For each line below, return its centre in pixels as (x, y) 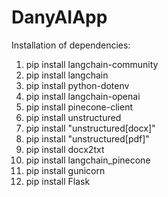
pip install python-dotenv (77, 85)
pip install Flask (58, 181)
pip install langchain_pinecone (88, 160)
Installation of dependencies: (71, 45)
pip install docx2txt (65, 149)
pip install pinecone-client (79, 107)
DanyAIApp (59, 17)
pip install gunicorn (65, 170)
